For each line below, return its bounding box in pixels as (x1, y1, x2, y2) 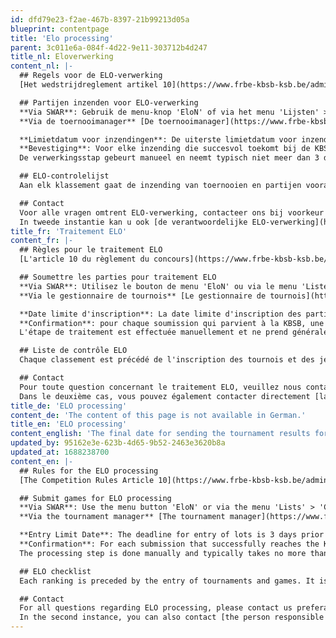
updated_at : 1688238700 (10, 447, 110, 457)
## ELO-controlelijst (19, 171, 110, 181)
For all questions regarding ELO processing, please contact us (19, 603, 293, 613)
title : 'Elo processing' (10, 33, 114, 43)
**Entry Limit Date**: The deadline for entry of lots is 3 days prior (19, 530, 325, 540)
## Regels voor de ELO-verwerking (19, 71, 163, 81)
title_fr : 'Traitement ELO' (10, 226, 128, 236)
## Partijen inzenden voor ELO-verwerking (19, 97, 199, 108)
